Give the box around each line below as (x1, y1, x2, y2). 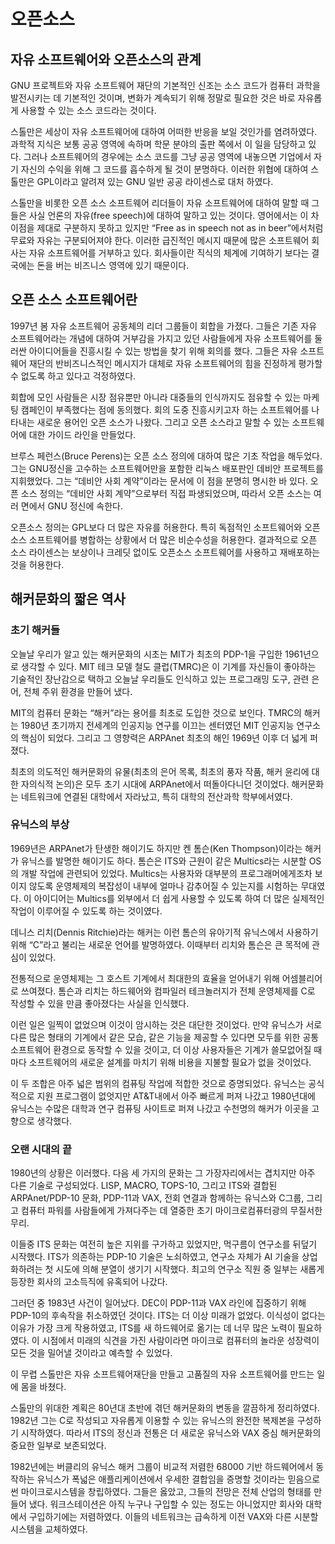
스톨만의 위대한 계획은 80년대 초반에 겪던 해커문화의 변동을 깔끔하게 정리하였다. (10, 1402, 320, 1414)
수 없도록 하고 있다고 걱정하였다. (10, 370, 137, 382)
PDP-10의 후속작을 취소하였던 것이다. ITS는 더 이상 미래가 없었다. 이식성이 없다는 (10, 1310, 326, 1322)
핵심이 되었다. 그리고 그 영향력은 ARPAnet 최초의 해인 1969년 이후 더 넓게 (20, 731, 308, 744)
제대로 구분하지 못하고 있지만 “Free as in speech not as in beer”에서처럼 (36, 222, 324, 234)
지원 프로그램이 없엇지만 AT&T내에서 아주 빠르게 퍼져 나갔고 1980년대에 (36, 1090, 317, 1102)
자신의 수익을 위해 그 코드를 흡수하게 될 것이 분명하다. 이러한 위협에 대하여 (20, 163, 309, 175)
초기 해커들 (10, 623, 61, 637)
